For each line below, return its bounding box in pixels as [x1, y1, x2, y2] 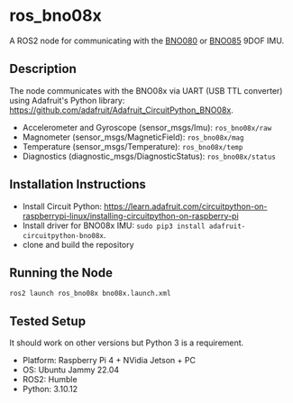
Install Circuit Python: [22, 200, 102, 212]
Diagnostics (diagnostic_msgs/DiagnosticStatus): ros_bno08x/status [22, 151, 277, 161]
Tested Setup [9, 313, 87, 329]
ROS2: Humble [22, 374, 78, 385]
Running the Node [9, 265, 113, 280]
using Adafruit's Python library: [9, 95, 125, 105]
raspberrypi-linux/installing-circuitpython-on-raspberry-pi [22, 210, 239, 221]
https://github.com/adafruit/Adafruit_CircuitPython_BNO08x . [9, 105, 234, 115]
